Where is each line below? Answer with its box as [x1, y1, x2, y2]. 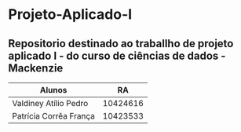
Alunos [39, 85, 68, 95]
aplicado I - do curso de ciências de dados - [8, 49, 226, 62]
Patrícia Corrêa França [12, 111, 96, 121]
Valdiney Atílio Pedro [12, 98, 89, 108]
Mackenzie [8, 61, 64, 75]
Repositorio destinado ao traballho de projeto [8, 37, 234, 50]
